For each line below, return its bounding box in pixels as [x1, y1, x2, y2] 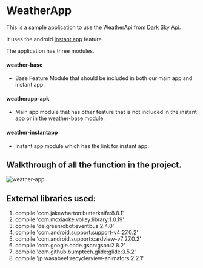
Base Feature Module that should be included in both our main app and [15, 75, 193, 82]
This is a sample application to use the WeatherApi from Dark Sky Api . [6, 24, 181, 31]
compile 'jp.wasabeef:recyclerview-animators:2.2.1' [15, 255, 144, 262]
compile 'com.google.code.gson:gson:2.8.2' [15, 242, 126, 249]
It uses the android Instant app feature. [6, 35, 104, 42]
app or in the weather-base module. [15, 115, 105, 122]
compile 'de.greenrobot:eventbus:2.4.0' [15, 223, 115, 230]
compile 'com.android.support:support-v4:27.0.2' [15, 229, 139, 236]
